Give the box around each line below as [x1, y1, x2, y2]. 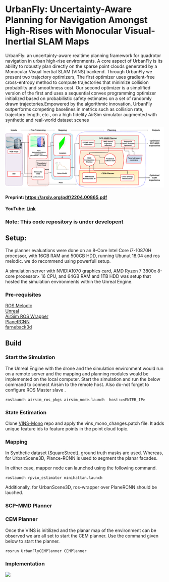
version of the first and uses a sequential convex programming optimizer [5, 90, 156, 96]
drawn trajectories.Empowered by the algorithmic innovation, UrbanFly [5, 101, 152, 107]
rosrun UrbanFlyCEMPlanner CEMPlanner [5, 548, 87, 554]
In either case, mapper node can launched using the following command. [5, 465, 157, 471]
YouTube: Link [5, 206, 36, 212]
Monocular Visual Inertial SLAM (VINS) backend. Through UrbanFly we [5, 68, 152, 74]
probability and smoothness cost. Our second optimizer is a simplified [5, 84, 151, 90]
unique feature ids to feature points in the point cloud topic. [5, 426, 129, 432]
